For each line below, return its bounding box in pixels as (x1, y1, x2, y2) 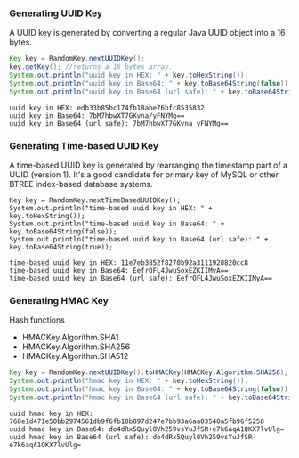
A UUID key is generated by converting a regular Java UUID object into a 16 (9, 28, 286, 38)
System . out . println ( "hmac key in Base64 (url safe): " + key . (9, 393, 245, 402)
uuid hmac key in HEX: (9, 409, 93, 418)
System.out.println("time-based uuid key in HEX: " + (9, 203, 214, 212)
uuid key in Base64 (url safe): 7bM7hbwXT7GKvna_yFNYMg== (9, 119, 229, 127)
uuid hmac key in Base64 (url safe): (9, 432, 149, 441)
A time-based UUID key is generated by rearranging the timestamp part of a (9, 159, 287, 170)
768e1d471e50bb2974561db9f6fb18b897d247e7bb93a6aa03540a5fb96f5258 (9, 417, 265, 426)
